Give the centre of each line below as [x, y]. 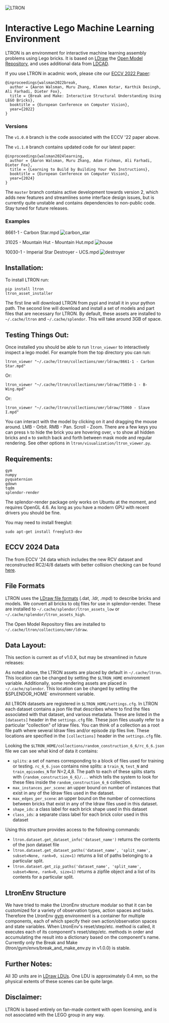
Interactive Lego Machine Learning [80, 28]
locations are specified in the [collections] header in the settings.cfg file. [84, 736]
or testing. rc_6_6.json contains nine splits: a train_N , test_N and [80, 766]
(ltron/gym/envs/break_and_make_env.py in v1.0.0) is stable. [68, 948]
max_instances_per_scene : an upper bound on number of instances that [86, 788]
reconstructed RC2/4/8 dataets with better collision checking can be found [83, 565]
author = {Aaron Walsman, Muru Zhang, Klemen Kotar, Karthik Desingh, [86, 87]
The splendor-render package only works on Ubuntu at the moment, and [81, 502]
